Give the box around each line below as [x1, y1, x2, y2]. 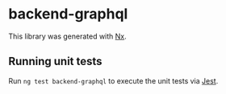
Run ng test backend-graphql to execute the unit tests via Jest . [8, 76, 219, 85]
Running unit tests [8, 55, 103, 68]
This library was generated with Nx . [8, 31, 127, 41]
